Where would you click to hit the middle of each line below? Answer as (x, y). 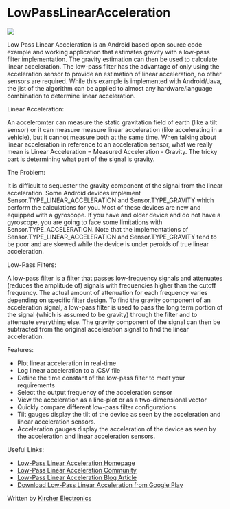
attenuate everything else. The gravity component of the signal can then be (114, 322)
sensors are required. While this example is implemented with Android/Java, (114, 81)
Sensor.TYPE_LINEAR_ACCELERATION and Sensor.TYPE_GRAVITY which (111, 200)
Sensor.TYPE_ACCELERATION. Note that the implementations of (98, 229)
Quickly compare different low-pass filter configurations (96, 407)
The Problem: (26, 172)
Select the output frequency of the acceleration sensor (95, 392)
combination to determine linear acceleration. (71, 96)
